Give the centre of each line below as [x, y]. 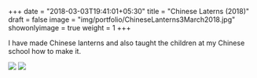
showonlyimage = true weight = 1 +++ [70, 28]
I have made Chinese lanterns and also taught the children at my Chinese [127, 43]
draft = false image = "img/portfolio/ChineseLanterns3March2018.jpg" [122, 19]
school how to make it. [44, 51]
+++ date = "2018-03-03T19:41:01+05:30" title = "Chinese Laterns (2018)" [129, 11]
